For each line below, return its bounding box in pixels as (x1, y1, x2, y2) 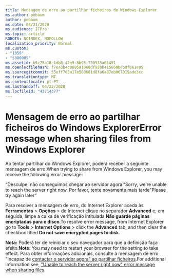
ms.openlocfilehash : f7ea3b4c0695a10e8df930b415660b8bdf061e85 (5, 65, 144, 70)
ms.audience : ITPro (5, 27, 47, 32)
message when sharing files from (5, 133, 151, 144)
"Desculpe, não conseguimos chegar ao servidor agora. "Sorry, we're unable (5, 181, 167, 188)
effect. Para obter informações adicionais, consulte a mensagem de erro (5, 250, 159, 257)
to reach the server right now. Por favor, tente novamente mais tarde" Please (5, 187, 166, 193)
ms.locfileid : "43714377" (5, 88, 61, 94)
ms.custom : (5, 46, 29, 51)
